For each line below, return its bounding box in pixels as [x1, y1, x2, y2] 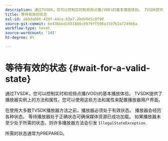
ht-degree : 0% [5, 35, 35, 40]
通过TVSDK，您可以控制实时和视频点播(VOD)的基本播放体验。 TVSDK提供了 [5, 90, 162, 96]
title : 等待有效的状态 [5, 12, 47, 17]
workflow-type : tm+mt [5, 26, 50, 31]
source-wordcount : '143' [5, 30, 57, 35]
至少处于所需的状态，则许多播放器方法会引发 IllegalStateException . [5, 120, 147, 126]
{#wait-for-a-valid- [68, 63, 150, 74]
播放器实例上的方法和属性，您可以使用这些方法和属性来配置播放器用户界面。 [5, 97, 163, 103]
